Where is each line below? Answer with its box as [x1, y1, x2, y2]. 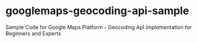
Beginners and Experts [5, 29, 62, 37]
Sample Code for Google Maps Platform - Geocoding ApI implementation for [5, 24, 192, 31]
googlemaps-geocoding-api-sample [5, 4, 189, 18]
